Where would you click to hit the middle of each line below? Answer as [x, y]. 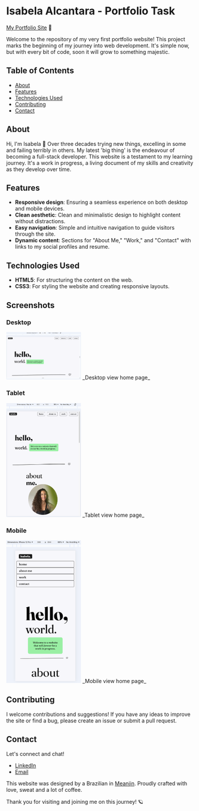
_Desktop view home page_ [116, 377]
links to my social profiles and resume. [62, 247]
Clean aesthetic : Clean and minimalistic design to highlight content [98, 215]
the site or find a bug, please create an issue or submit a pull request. [92, 720]
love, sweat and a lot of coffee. [44, 789]
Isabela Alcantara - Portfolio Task [91, 11]
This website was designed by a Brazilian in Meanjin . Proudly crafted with [97, 783]
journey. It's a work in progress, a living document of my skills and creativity [100, 163]
